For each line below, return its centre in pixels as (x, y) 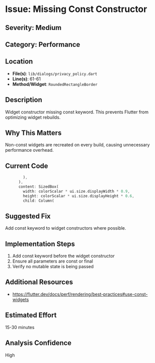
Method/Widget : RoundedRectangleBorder (55, 84)
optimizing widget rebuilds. (33, 117)
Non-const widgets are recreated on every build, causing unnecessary (77, 145)
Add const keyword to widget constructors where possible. (66, 228)
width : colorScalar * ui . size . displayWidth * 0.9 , (77, 191)
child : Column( (39, 201)
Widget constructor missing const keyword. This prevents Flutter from (77, 112)
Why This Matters (34, 133)
